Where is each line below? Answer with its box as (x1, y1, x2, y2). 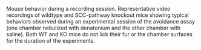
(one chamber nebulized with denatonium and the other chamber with (6, 24, 181, 31)
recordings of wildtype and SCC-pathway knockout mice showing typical (6, 11, 189, 19)
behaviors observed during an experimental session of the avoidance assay (6, 18, 196, 25)
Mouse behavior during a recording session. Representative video (6, 5, 171, 12)
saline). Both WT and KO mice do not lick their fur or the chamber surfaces (6, 31, 193, 38)
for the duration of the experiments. (6, 37, 95, 44)
